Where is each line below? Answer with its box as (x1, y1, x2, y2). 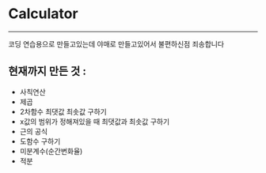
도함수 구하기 (19, 136, 61, 146)
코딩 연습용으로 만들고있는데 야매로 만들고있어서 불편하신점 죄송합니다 (8, 39, 224, 48)
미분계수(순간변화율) (19, 146, 83, 156)
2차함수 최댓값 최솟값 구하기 (19, 107, 107, 116)
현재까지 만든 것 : (8, 65, 87, 78)
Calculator (8, 5, 78, 23)
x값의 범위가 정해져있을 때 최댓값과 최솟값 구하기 (19, 116, 170, 126)
